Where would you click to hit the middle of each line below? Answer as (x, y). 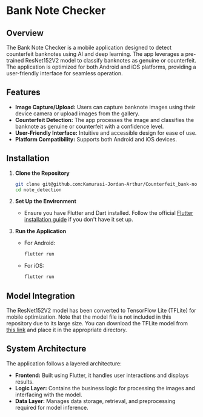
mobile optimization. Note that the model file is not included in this (89, 317)
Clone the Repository (42, 173)
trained (15, 60)
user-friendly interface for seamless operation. (65, 73)
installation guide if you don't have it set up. (78, 220)
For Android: (40, 243)
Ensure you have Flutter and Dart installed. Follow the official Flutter (108, 213)
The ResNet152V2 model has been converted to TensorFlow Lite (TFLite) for (101, 310)
